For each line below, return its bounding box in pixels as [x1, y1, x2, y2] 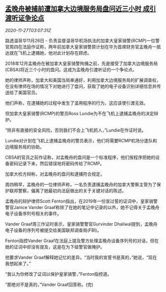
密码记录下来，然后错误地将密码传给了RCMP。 [9, 160, 105, 167]
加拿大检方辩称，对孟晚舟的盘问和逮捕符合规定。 [5, 171, 105, 177]
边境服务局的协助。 [5, 144, 44, 150]
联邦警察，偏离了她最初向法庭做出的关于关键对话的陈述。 [9, 187, 126, 194]
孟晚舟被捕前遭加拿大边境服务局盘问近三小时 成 [5, 4, 150, 13]
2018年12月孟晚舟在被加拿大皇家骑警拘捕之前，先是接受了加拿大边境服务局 [5, 60, 158, 66]
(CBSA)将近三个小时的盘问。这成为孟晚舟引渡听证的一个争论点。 [5, 66, 137, 73]
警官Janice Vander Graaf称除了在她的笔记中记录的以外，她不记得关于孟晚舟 [5, 204, 160, 210]
